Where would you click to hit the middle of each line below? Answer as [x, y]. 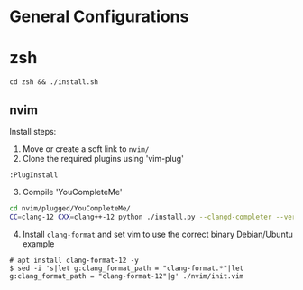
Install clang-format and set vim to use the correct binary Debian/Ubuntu [157, 234]
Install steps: [33, 131]
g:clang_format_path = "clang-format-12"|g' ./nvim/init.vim [127, 276]
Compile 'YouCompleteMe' [72, 192]
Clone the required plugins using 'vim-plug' [103, 158]
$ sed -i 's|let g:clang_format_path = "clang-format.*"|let [127, 268]
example [38, 243]
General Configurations [99, 17]
